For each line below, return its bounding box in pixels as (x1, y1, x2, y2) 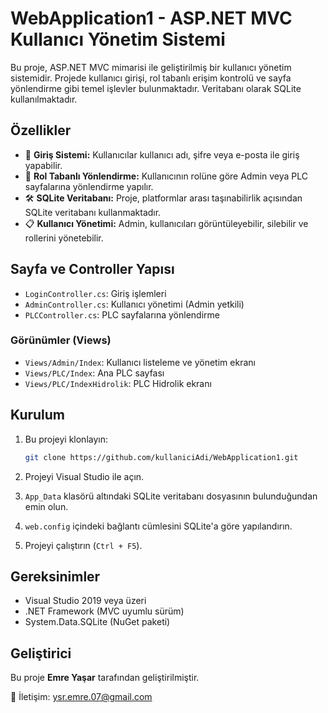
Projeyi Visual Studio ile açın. (24, 470, 145, 482)
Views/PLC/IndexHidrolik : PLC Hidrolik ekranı (24, 377, 212, 389)
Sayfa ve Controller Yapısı (10, 261, 175, 278)
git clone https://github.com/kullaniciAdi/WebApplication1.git (24, 452, 299, 462)
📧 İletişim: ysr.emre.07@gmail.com (10, 691, 153, 703)
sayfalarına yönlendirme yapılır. (24, 180, 154, 192)
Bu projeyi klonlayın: (24, 433, 109, 445)
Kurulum (10, 407, 66, 424)
